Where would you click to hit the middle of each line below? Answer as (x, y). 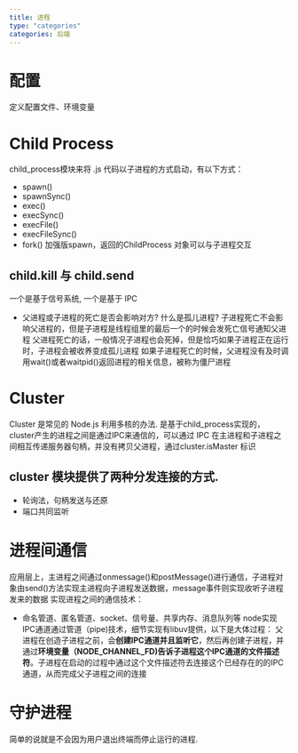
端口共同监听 (45, 511)
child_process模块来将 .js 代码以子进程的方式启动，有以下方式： (126, 169)
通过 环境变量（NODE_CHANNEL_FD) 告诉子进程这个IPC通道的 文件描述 (151, 651)
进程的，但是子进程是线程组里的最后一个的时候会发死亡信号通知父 (158, 329)
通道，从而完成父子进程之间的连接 (84, 673)
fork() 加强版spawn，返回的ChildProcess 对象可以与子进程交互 (137, 244)
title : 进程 (30, 17)
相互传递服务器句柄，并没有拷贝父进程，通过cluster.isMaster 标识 (136, 446)
